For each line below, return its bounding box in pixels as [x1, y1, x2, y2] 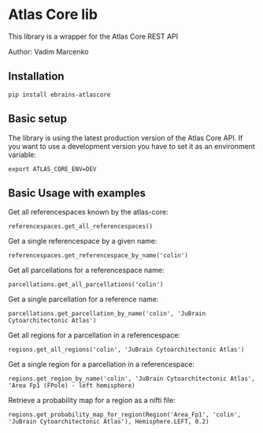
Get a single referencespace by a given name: [8, 237, 157, 246]
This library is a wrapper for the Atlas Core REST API [8, 32, 179, 41]
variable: [8, 150, 37, 159]
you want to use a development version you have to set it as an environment [8, 141, 256, 151]
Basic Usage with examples [8, 186, 146, 200]
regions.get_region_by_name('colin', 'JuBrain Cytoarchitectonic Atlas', [8, 375, 256, 383]
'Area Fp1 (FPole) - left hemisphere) [8, 382, 135, 390]
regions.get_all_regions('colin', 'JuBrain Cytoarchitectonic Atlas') [8, 345, 245, 354]
